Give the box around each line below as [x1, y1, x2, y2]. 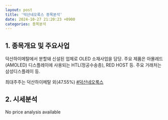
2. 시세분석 [5, 95, 38, 104]
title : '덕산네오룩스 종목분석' [5, 12, 63, 17]
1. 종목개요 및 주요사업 [5, 41, 70, 50]
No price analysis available [5, 109, 61, 115]
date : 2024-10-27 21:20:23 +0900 [5, 17, 75, 22]
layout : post [5, 7, 33, 13]
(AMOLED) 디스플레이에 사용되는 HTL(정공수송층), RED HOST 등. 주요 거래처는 [5, 62, 162, 68]
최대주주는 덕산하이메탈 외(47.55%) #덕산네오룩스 [5, 79, 104, 85]
